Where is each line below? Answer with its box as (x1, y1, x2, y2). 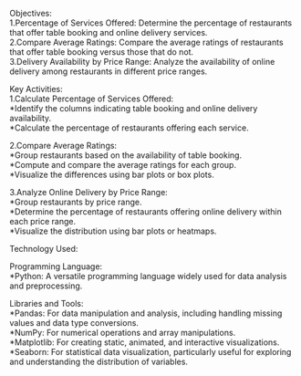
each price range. (9, 216, 77, 226)
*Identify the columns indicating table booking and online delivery (9, 103, 258, 113)
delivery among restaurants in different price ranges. (9, 66, 208, 77)
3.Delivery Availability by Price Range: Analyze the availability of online (9, 57, 275, 67)
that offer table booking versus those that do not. (9, 47, 194, 57)
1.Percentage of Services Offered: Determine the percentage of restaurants (9, 17, 293, 28)
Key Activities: (9, 84, 63, 94)
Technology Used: (9, 244, 78, 254)
